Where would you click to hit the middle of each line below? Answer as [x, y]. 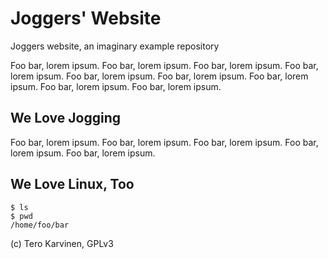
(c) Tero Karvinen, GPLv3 [62, 243]
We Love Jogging [66, 118]
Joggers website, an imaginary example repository [115, 46]
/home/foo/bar [40, 225]
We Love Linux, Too [72, 184]
